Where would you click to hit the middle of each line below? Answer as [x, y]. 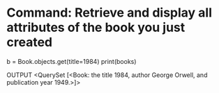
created [30, 42]
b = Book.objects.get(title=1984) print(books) [71, 61]
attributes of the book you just [96, 27]
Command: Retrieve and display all [109, 13]
